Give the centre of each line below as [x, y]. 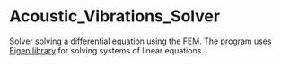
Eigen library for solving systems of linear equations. [106, 50]
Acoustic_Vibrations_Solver [115, 16]
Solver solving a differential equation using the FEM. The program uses [140, 41]
